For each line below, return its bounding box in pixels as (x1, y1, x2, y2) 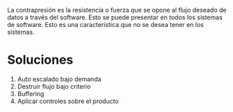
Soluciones (7, 52, 74, 68)
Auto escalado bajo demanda (17, 75, 102, 83)
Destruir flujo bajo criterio (17, 82, 91, 91)
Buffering (17, 89, 45, 97)
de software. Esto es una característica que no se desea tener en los (7, 21, 204, 28)
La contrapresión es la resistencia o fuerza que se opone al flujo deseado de (7, 6, 227, 14)
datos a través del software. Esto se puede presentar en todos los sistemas (7, 13, 223, 21)
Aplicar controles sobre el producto (17, 97, 120, 105)
